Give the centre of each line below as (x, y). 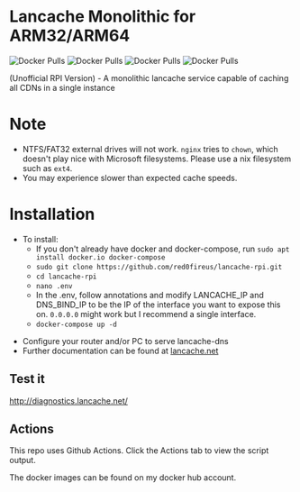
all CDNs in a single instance (62, 87)
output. (23, 460)
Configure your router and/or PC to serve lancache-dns (125, 341)
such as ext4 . (47, 168)
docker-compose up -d (76, 324)
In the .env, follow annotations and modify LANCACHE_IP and (150, 295)
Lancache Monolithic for (103, 17)
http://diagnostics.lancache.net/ (69, 401)
